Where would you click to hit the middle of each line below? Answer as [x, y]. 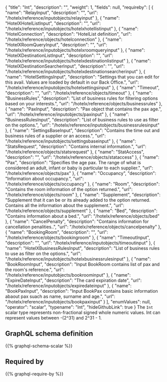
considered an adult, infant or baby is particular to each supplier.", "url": [79, 168]
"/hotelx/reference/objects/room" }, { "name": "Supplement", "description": [83, 195]
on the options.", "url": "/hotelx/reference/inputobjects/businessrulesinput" [82, 125]
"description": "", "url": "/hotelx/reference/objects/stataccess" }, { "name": [82, 157]
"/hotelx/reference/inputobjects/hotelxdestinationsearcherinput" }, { [75, 72]
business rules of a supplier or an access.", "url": [56, 136]
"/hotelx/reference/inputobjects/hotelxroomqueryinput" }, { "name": [75, 50]
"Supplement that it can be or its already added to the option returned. [78, 200]
